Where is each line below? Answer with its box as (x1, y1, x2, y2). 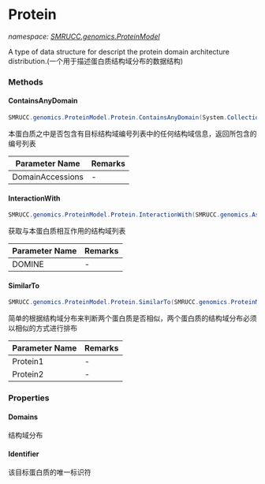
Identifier (8, 448, 39, 459)
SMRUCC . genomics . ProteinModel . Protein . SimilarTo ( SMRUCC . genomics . (8, 298, 231, 306)
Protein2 (12, 369, 44, 380)
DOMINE (12, 259, 45, 270)
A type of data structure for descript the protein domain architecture (8, 47, 230, 56)
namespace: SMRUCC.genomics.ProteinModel (8, 32, 160, 41)
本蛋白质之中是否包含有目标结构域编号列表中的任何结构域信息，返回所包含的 (8, 129, 257, 138)
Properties (8, 392, 50, 403)
